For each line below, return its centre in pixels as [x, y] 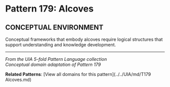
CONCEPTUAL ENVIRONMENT [54, 27]
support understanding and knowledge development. [61, 45]
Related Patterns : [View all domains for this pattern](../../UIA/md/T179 [78, 74]
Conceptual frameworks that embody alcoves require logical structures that [84, 39]
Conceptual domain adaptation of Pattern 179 [53, 64]
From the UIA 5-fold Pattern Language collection [56, 59]
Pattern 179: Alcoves [49, 9]
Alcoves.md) [18, 79]
